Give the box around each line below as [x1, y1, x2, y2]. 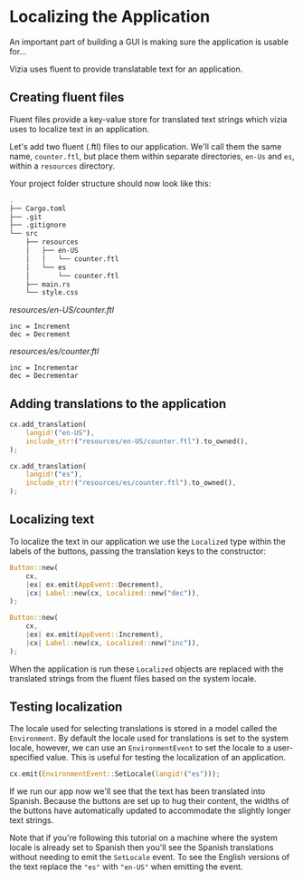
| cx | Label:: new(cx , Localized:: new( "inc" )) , [25, 638, 201, 647]
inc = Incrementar [9, 363, 79, 373]
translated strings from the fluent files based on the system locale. [9, 673, 257, 683]
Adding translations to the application [9, 396, 227, 411]
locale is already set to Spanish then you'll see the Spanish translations [9, 842, 274, 853]
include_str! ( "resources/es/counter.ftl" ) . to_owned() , [25, 479, 237, 488]
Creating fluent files [9, 90, 125, 105]
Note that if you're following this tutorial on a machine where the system [9, 832, 278, 844]
